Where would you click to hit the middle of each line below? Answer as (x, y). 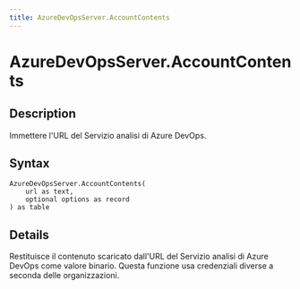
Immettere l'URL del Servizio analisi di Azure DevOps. (108, 135)
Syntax (30, 163)
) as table (30, 208)
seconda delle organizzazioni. (64, 276)
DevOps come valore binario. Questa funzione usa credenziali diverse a (141, 266)
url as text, (50, 192)
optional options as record (77, 200)
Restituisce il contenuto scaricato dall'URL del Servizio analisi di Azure (139, 257)
